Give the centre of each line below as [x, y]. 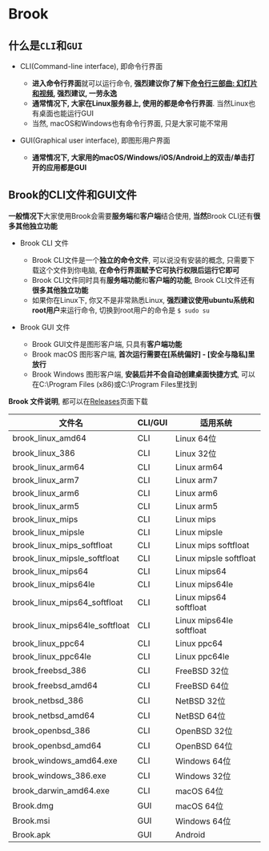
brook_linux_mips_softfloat [63, 545]
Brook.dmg [33, 805]
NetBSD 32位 [200, 700]
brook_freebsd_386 [49, 670]
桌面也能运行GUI [66, 113]
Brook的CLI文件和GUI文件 [73, 195]
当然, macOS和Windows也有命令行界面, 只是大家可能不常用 [130, 123]
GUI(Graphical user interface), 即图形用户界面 [95, 140]
